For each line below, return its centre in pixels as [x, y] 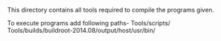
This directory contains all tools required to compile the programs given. [111, 10]
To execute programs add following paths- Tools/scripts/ [89, 23]
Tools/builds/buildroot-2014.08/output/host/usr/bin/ [81, 30]
